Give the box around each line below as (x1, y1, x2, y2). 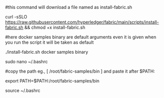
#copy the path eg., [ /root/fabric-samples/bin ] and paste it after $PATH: (5, 68, 156, 74)
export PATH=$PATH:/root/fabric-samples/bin (5, 78, 100, 84)
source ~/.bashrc (5, 88, 41, 94)
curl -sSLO (5, 14, 27, 19)
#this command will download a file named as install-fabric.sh (5, 4, 133, 10)
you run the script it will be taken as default (5, 39, 94, 45)
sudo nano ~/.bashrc (5, 59, 48, 64)
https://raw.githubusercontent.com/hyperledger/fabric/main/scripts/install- (5, 19, 159, 25)
